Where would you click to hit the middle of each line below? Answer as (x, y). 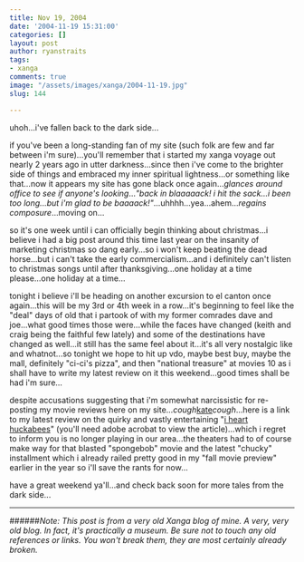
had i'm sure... (36, 383)
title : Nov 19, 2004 (48, 18)
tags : (19, 60)
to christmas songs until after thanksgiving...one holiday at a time (131, 268)
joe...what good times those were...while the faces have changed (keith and (150, 325)
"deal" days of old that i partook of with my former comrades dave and (141, 315)
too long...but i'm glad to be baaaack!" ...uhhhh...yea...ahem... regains (138, 203)
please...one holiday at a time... (67, 278)
